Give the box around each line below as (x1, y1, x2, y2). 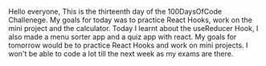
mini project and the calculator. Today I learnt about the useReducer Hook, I (8, 24, 259, 33)
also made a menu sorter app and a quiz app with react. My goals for (8, 32, 237, 41)
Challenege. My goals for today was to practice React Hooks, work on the (8, 15, 253, 25)
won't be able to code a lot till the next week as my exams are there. (8, 49, 234, 58)
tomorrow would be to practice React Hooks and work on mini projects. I (8, 41, 248, 50)
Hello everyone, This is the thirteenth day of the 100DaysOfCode (8, 7, 223, 16)
